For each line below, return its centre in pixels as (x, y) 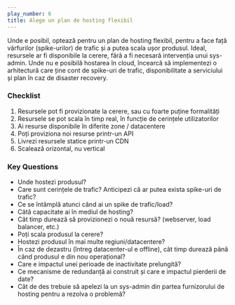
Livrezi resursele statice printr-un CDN (73, 141)
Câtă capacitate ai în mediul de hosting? (75, 212)
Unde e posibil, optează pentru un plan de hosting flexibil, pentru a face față (117, 40)
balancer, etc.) (38, 227)
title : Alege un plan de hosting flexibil (70, 20)
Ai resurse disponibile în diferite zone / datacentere (92, 126)
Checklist (24, 96)
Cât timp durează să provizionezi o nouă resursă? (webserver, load (114, 219)
